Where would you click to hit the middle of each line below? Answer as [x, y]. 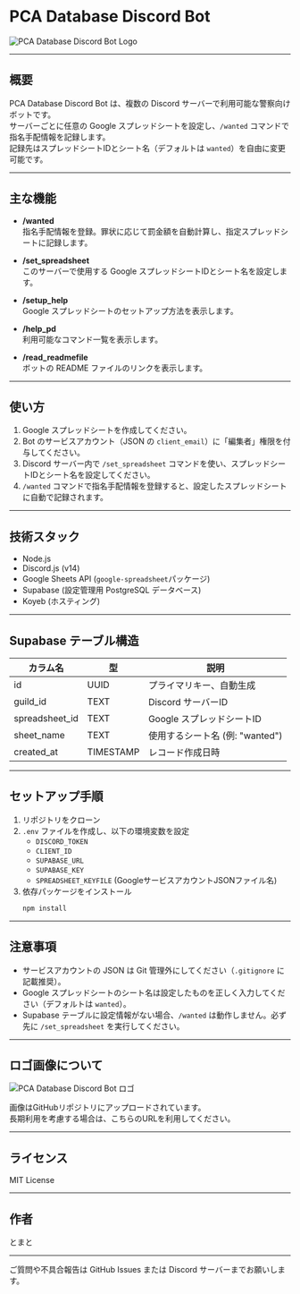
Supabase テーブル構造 [75, 640]
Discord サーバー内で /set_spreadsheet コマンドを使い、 [126, 464]
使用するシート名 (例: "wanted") [216, 736]
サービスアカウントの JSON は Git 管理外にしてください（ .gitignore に [153, 970]
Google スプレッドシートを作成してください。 [107, 430]
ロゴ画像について [56, 1065]
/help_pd [39, 328]
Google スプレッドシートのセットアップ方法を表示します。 [130, 311]
